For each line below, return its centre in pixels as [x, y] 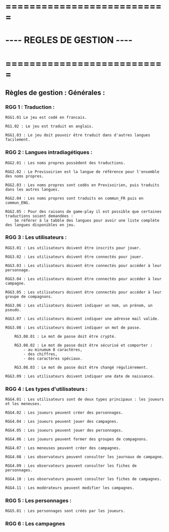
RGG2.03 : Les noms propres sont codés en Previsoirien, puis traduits [82, 185]
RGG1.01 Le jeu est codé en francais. [46, 118]
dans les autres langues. [32, 189]
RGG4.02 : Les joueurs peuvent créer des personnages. [64, 413]
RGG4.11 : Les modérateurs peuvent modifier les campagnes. [70, 488]
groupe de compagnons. [29, 296]
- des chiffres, [40, 354]
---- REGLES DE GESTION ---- [69, 40]
